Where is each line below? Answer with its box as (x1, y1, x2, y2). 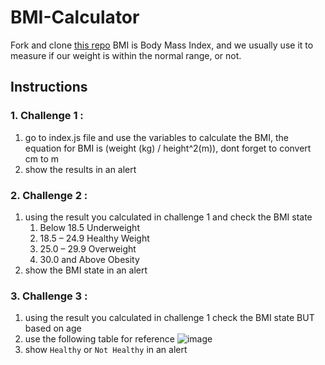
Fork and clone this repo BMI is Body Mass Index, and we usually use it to (10, 39, 314, 51)
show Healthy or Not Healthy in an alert (24, 344, 188, 356)
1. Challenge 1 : (10, 109, 84, 123)
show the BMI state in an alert (24, 264, 148, 276)
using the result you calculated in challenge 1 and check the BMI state (24, 211, 313, 223)
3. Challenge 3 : (10, 289, 88, 303)
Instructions (10, 79, 88, 96)
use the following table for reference (24, 333, 175, 345)
